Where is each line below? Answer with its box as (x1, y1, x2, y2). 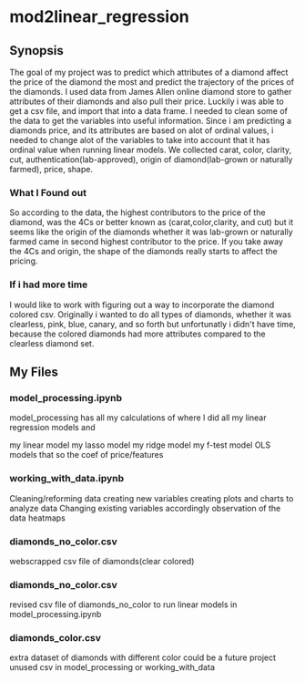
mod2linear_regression (9, 6, 189, 27)
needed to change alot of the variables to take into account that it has (9, 135, 270, 145)
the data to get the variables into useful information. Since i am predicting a (9, 116, 292, 126)
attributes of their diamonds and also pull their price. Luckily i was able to (9, 96, 284, 107)
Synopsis (9, 43, 64, 58)
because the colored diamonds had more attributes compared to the (9, 328, 266, 339)
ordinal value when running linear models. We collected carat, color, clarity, (9, 144, 292, 155)
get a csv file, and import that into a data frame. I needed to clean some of (9, 106, 289, 116)
